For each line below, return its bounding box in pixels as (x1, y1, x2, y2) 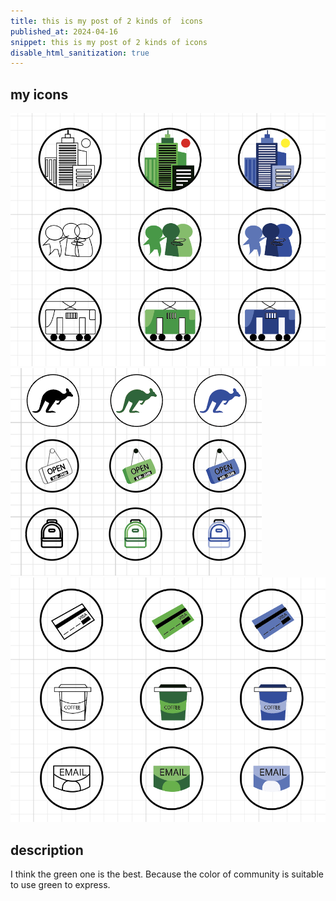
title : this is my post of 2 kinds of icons (10, 16, 203, 26)
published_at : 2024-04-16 (10, 26, 118, 37)
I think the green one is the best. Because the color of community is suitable (10, 868, 324, 880)
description (10, 841, 84, 859)
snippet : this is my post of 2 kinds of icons (10, 37, 208, 47)
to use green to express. (10, 878, 111, 890)
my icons (10, 86, 69, 103)
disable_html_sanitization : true (10, 48, 150, 58)
